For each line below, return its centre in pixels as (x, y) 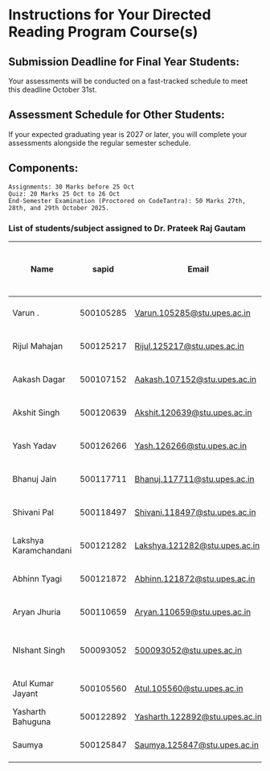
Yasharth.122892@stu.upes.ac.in (198, 716)
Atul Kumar (33, 683)
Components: (43, 168)
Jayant (25, 693)
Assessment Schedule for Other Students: (117, 115)
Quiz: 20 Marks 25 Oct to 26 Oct (64, 194)
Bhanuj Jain (35, 479)
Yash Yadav (35, 446)
